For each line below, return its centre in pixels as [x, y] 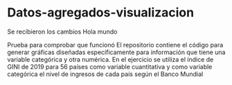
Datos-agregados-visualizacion [101, 13]
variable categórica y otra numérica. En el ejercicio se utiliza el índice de [110, 59]
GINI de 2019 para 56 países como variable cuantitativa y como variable [110, 66]
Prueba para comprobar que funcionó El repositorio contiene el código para [115, 45]
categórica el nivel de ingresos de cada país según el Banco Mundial [105, 74]
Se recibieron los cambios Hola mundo [62, 32]
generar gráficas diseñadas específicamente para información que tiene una [116, 52]
